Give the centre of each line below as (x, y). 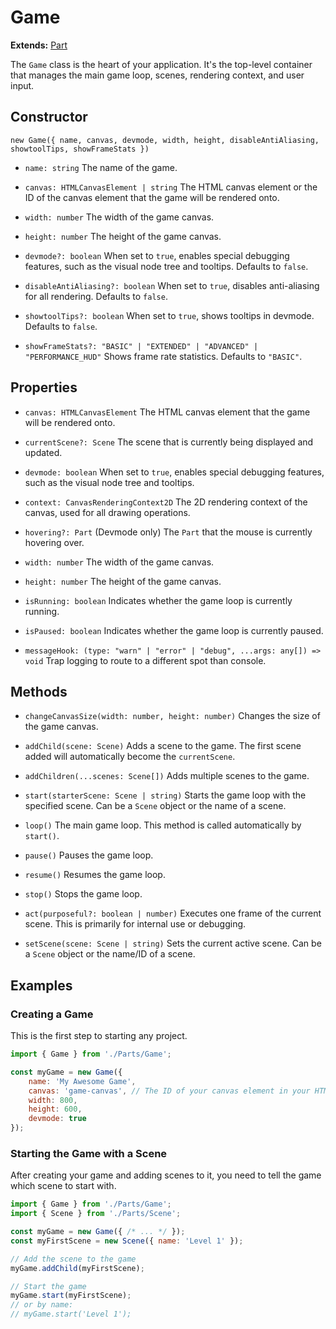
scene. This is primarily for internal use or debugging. (135, 924)
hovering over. (54, 542)
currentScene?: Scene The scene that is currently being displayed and (169, 442)
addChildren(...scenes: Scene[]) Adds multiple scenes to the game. (167, 776)
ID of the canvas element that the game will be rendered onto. (152, 197)
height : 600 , (55, 1109)
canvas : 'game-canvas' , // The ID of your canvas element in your (169, 1091)
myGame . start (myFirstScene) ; (71, 1296)
